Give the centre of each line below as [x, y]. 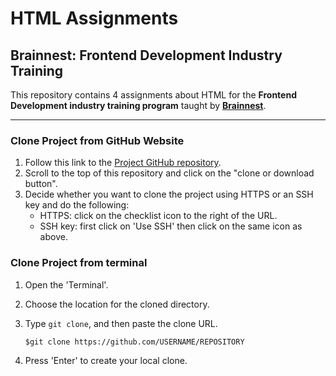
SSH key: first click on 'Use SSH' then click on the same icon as [171, 226]
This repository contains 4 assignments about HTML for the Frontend [153, 95]
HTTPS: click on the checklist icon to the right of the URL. [158, 216]
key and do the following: [77, 205]
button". [41, 184]
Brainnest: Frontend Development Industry [146, 55]
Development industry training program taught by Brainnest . [138, 105]
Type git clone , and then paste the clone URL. [121, 323]
